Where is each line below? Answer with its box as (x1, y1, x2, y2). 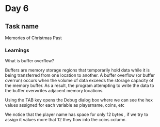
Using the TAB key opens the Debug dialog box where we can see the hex (5, 97, 153, 103)
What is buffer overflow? (5, 58, 54, 64)
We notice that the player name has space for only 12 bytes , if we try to (5, 112, 148, 117)
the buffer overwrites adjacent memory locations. (5, 88, 104, 94)
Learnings (5, 47, 30, 54)
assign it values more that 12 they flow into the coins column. (5, 117, 127, 123)
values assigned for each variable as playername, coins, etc (5, 102, 125, 108)
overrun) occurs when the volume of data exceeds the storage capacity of (5, 78, 154, 84)
